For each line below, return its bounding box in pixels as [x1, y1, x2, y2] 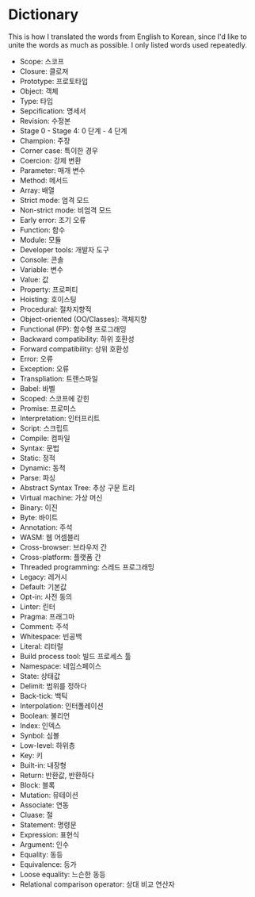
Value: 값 [19, 274, 49, 284]
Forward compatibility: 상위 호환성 [19, 343, 129, 354]
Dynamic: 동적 [19, 462, 66, 473]
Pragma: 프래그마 [19, 611, 75, 621]
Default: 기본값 [19, 581, 67, 592]
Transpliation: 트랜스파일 [19, 374, 99, 383]
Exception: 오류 [19, 363, 70, 374]
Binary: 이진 [19, 502, 58, 512]
